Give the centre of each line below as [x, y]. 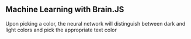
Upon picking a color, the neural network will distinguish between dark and [95, 23]
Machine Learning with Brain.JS [65, 10]
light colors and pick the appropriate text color [61, 30]
